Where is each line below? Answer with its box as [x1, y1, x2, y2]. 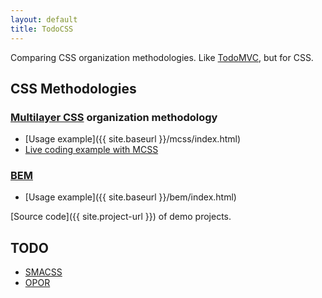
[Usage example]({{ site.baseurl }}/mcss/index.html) [24, 133, 242, 145]
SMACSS [24, 266, 63, 278]
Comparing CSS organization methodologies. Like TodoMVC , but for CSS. [10, 51, 314, 63]
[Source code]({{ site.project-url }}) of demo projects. [10, 211, 232, 223]
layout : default [10, 14, 78, 25]
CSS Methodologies [10, 80, 137, 97]
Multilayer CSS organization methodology [10, 110, 218, 124]
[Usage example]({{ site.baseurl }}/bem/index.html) [24, 191, 237, 203]
